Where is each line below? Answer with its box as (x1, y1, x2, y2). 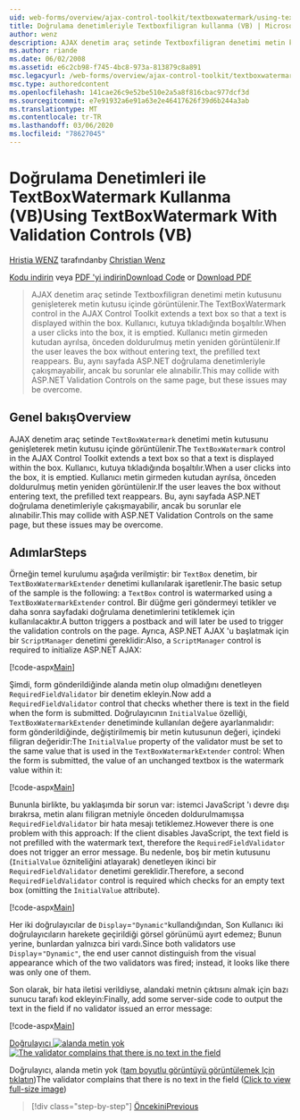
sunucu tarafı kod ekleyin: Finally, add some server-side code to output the (9, 994, 283, 1005)
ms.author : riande (9, 46, 78, 55)
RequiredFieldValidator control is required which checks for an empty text (9, 875, 285, 886)
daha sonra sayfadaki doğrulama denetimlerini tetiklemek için (9, 607, 235, 618)
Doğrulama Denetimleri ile (9, 168, 207, 189)
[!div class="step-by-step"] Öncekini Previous (30, 1101, 199, 1112)
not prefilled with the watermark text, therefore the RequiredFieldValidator (9, 838, 286, 848)
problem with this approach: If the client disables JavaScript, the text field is (9, 828, 288, 838)
